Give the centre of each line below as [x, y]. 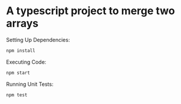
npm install [21, 51]
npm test [17, 95]
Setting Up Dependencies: [38, 40]
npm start [18, 73]
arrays [22, 23]
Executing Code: [26, 62]
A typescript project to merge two [90, 11]
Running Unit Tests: [30, 84]
